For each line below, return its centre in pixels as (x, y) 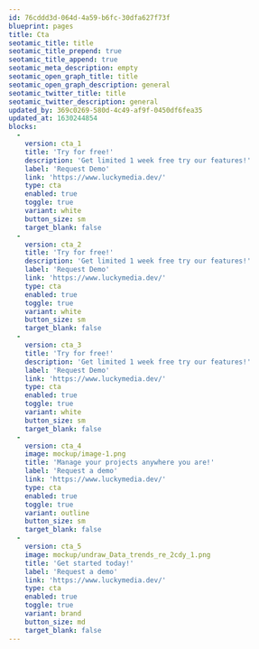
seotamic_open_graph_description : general (89, 85)
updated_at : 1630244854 (53, 118)
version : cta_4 (53, 446)
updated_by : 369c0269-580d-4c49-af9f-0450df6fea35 (106, 110)
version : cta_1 (53, 144)
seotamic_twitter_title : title (67, 93)
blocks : (23, 127)
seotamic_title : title (51, 43)
